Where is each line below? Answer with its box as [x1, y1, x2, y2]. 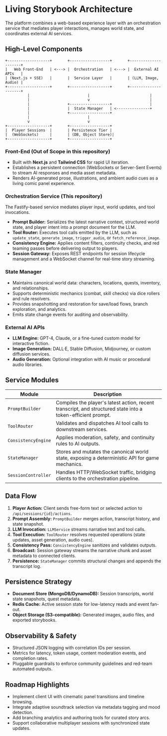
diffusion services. [12, 351, 51, 357]
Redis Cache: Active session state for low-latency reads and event [12, 601, 150, 607]
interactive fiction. [12, 340, 50, 346]
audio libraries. [12, 362, 43, 368]
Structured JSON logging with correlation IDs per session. [12, 645, 131, 651]
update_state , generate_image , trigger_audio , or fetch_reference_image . [12, 235, 161, 241]
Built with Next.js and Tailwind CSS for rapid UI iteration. [12, 159, 129, 165]
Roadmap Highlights [5, 680, 70, 689]
